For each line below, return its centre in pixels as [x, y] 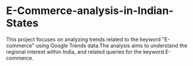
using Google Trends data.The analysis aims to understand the [112, 46]
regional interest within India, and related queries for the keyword [85, 51]
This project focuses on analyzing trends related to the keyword [83, 39]
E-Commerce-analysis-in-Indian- [90, 11]
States [22, 23]
